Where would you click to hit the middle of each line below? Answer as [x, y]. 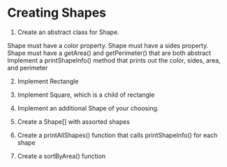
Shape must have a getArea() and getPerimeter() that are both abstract [109, 53]
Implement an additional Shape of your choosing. [88, 108]
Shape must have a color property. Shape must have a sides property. [108, 45]
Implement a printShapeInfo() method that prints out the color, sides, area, [114, 60]
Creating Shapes [57, 13]
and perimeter [28, 67]
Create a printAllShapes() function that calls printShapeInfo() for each [117, 135]
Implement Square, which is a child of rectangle [86, 95]
